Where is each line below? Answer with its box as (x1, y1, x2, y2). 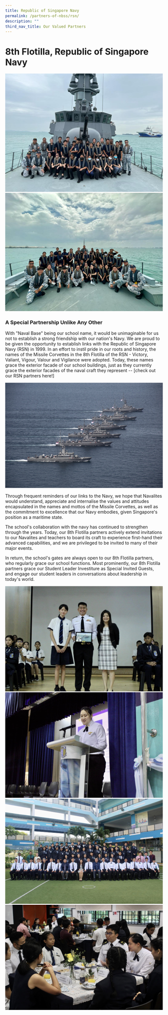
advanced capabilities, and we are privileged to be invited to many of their (5, 540, 158, 546)
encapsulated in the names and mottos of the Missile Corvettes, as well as (5, 504, 158, 510)
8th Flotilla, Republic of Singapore (5, 46, 149, 58)
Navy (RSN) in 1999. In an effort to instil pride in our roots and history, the (5, 346, 156, 353)
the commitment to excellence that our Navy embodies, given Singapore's (5, 509, 157, 515)
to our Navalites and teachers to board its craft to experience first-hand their (5, 535, 163, 541)
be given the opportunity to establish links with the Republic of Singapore (5, 341, 156, 347)
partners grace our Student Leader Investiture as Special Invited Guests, (5, 566, 154, 572)
